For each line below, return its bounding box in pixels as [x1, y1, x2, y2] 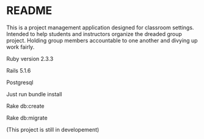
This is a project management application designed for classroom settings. [6, 24, 194, 31]
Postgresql [6, 79, 34, 86]
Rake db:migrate [6, 114, 48, 121]
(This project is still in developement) [6, 126, 100, 133]
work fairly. [6, 43, 35, 51]
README [6, 4, 53, 18]
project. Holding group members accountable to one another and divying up [6, 37, 198, 44]
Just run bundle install [6, 90, 62, 98]
